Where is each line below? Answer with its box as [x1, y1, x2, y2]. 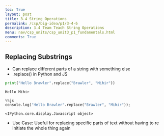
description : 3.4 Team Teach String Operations [5, 26, 105, 30]
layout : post [5, 12, 32, 17]
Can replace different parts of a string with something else [12, 66, 131, 72]
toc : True [5, 7, 26, 12]
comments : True [5, 35, 36, 40]
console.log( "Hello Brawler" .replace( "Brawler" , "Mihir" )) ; [5, 103, 131, 108]
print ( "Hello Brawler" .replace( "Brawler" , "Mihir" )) [5, 81, 115, 85]
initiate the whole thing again [12, 125, 71, 131]
